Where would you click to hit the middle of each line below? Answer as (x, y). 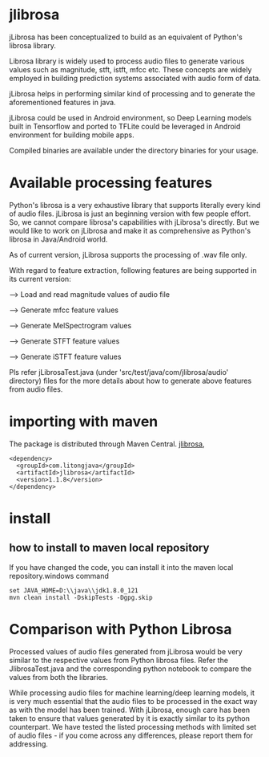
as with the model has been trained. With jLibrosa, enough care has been (130, 710)
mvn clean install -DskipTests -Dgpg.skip (81, 597)
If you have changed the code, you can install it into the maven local (121, 567)
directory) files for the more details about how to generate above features (130, 381)
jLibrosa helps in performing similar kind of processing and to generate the (132, 93)
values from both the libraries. (59, 677)
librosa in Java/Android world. (58, 239)
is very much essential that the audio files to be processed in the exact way (133, 701)
